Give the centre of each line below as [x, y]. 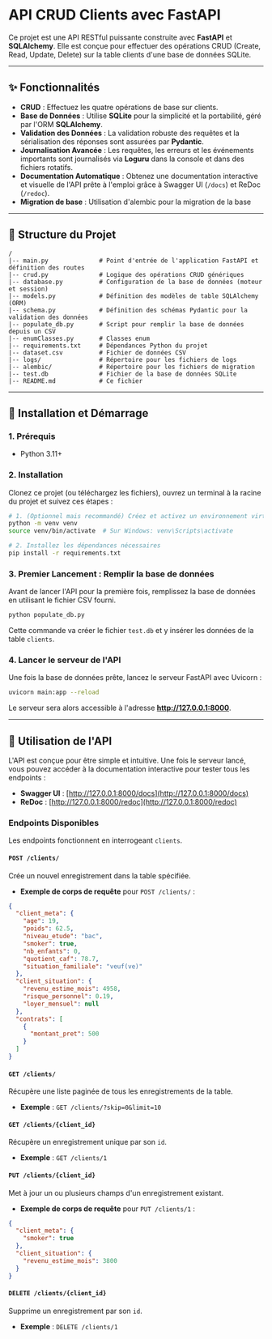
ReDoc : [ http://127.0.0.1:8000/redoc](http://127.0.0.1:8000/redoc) [128, 802]
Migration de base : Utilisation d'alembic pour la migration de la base [136, 202]
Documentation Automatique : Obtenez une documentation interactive [139, 176]
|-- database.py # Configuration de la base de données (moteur [136, 282]
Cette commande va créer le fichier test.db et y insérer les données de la [131, 631]
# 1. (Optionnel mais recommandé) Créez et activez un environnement [128, 516]
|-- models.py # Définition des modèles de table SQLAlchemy [134, 296]
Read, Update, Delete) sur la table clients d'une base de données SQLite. [130, 54]
